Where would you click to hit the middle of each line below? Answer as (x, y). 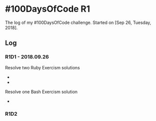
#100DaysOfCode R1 (48, 9)
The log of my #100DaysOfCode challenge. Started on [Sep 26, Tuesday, (78, 22)
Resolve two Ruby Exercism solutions (43, 67)
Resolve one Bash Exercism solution (41, 92)
